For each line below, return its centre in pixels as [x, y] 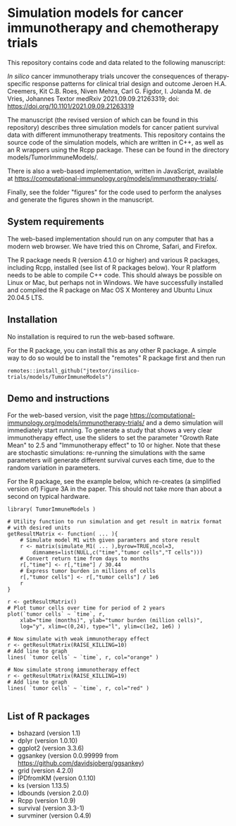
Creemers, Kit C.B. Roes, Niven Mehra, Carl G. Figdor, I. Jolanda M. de [109, 91]
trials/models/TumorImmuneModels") [60, 377]
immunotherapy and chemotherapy [113, 28]
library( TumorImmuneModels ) [52, 509]
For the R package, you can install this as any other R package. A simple [112, 350]
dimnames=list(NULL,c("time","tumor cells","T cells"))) [118, 553]
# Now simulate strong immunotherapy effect [74, 670]
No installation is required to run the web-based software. [91, 336]
